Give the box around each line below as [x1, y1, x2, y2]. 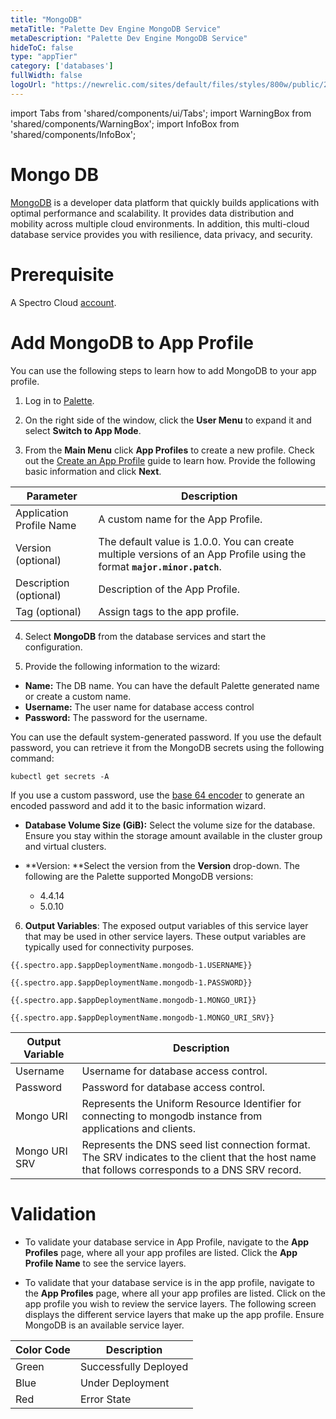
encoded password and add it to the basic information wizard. [10, 799, 267, 811]
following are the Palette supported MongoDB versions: [24, 870, 254, 882]
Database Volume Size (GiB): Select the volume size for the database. [24, 819, 316, 831]
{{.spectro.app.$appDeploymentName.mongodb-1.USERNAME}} [10, 960, 253, 970]
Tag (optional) [15, 604, 82, 618]
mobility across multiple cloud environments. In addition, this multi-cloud [10, 217, 310, 230]
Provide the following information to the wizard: [24, 660, 221, 672]
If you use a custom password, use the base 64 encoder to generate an [10, 789, 305, 801]
